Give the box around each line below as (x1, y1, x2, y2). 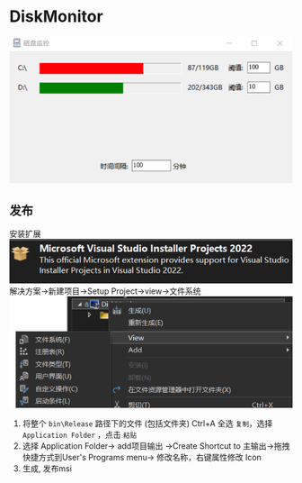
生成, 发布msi (22, 463, 72, 474)
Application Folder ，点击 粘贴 (22, 430, 138, 441)
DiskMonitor (9, 6, 103, 27)
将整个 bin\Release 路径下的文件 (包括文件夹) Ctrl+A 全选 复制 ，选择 (22, 418, 273, 429)
